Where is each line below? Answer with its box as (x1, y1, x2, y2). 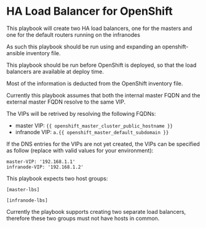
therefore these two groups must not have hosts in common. (6, 215, 160, 222)
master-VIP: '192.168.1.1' (6, 158, 76, 165)
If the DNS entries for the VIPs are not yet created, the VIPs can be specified (6, 140, 200, 148)
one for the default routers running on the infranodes (6, 31, 140, 38)
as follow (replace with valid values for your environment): (6, 146, 154, 154)
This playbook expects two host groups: (6, 175, 108, 182)
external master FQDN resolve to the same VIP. (6, 98, 126, 105)
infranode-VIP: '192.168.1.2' (6, 164, 84, 170)
